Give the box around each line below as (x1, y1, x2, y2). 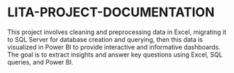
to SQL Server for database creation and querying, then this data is (7, 35, 204, 43)
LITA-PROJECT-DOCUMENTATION (7, 4, 215, 21)
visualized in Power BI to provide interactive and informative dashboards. (7, 43, 221, 51)
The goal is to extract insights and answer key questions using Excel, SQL (7, 50, 223, 59)
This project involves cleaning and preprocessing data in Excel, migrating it (7, 28, 227, 36)
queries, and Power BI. (7, 57, 74, 66)
